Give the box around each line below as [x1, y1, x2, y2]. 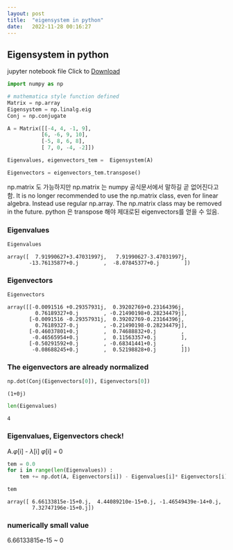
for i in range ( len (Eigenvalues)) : [7, 467, 113, 474]
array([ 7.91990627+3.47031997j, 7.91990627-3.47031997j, [7, 253, 188, 260]
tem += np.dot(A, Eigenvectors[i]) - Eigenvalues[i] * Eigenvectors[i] [19, 473, 228, 481]
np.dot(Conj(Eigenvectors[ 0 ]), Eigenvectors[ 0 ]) [7, 378, 150, 385]
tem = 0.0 [7, 461, 36, 467]
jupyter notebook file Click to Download [7, 67, 120, 76]
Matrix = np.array [7, 99, 60, 106]
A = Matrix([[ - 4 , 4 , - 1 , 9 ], [7, 125, 92, 132]
